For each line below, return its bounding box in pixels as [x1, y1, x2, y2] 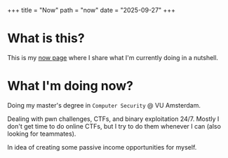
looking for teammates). [7, 129, 76, 138]
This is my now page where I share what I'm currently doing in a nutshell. [7, 53, 219, 62]
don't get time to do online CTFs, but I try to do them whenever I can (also [7, 122, 221, 130]
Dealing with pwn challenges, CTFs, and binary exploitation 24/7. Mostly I [7, 115, 220, 123]
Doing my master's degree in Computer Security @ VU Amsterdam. [7, 101, 201, 109]
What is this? [7, 31, 86, 46]
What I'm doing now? [7, 78, 134, 94]
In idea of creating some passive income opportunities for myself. [7, 143, 197, 151]
